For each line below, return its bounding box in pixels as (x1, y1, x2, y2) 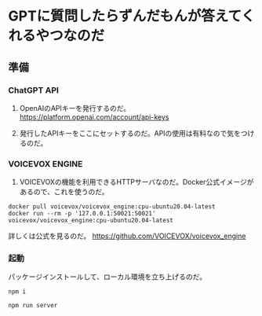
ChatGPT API (8, 84, 59, 95)
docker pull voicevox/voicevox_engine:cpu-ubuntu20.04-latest (8, 203, 216, 211)
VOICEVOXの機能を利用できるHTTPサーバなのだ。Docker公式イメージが (19, 178, 254, 187)
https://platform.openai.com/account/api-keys (19, 112, 169, 122)
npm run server (8, 302, 58, 310)
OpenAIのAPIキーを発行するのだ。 (19, 103, 131, 112)
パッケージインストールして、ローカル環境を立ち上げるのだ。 (8, 272, 206, 281)
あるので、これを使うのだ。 (19, 187, 109, 197)
